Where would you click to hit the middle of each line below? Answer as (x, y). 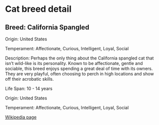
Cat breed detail (39, 9)
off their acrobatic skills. (29, 79)
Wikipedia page (21, 117)
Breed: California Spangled (47, 27)
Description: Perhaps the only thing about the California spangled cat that (79, 58)
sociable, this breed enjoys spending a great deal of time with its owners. (79, 68)
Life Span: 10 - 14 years (29, 89)
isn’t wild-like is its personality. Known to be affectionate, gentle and (74, 63)
